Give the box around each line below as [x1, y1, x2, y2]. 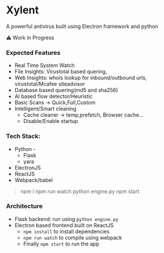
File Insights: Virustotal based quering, [14, 68, 107, 75]
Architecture [6, 202, 43, 210]
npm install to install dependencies [23, 228, 110, 235]
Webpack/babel [14, 176, 53, 184]
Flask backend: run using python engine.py [14, 215, 118, 222]
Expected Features [6, 48, 61, 57]
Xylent [6, 3, 39, 17]
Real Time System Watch [14, 62, 75, 69]
